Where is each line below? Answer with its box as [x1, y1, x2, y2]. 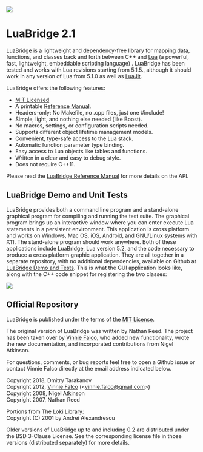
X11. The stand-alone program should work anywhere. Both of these [6, 238, 176, 245]
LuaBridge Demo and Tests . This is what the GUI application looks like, [6, 264, 183, 271]
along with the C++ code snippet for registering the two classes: [6, 270, 167, 278]
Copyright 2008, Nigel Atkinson [6, 390, 85, 397]
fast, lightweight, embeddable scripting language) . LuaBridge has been [6, 59, 185, 67]
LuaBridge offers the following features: [6, 84, 105, 92]
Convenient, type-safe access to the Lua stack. [15, 135, 133, 142]
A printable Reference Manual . [15, 103, 92, 110]
